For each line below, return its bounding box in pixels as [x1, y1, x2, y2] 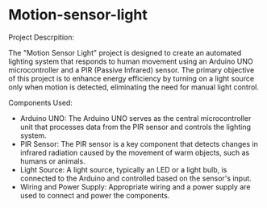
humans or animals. [19, 156, 86, 166]
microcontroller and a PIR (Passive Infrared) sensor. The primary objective [8, 64, 255, 74]
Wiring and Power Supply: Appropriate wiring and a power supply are [19, 181, 251, 191]
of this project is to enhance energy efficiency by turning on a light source [8, 73, 255, 83]
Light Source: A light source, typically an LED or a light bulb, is [19, 164, 227, 174]
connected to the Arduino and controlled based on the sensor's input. [19, 173, 252, 183]
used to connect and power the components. [19, 190, 170, 200]
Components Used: [8, 98, 73, 107]
